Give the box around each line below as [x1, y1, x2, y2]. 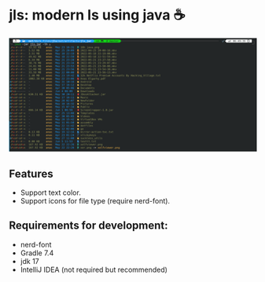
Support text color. [20, 188, 81, 197]
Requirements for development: [9, 219, 168, 233]
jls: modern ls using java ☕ [9, 6, 186, 24]
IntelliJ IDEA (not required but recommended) [20, 265, 168, 274]
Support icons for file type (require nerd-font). [20, 196, 171, 206]
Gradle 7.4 [20, 248, 54, 258]
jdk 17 [20, 256, 39, 266]
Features [9, 167, 53, 181]
